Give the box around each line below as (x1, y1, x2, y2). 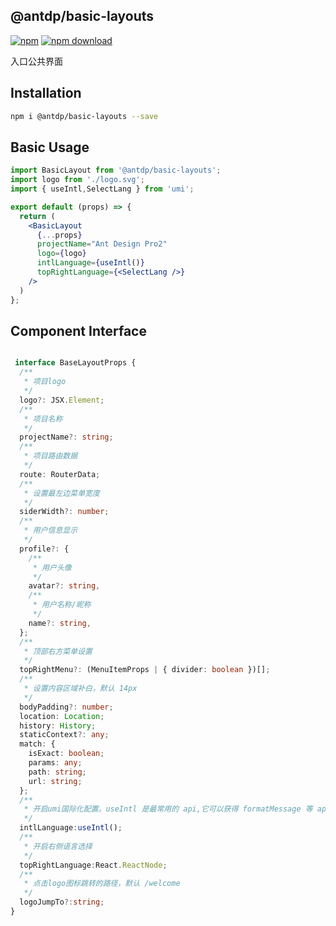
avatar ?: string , (28, 581, 101, 591)
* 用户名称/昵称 (32, 600, 92, 610)
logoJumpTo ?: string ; (19, 897, 105, 908)
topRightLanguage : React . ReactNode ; (19, 860, 168, 870)
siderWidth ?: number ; (19, 507, 110, 517)
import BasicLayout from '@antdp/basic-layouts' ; (10, 165, 222, 176)
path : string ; (28, 767, 87, 777)
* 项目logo (23, 377, 67, 387)
